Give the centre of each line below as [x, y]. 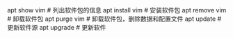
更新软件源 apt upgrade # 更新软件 [57, 27]
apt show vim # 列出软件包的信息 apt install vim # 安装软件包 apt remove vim [117, 10]
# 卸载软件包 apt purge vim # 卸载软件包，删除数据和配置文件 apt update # [114, 19]
